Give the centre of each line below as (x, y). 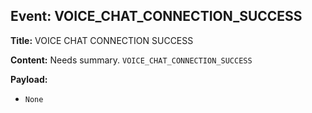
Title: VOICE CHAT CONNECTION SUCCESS (102, 40)
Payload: (29, 79)
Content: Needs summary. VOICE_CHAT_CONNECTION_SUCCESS (131, 60)
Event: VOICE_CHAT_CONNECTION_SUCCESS (156, 16)
